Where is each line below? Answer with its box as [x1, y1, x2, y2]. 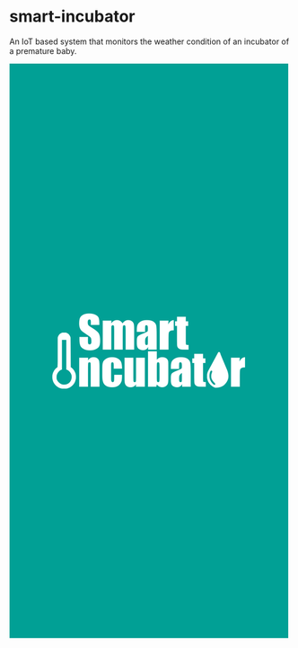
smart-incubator [9, 6, 136, 27]
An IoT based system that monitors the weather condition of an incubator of [9, 36, 290, 47]
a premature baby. [9, 45, 77, 56]
